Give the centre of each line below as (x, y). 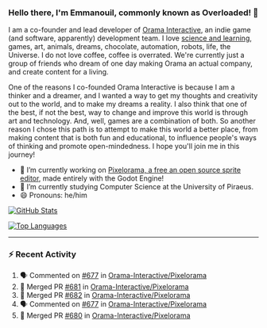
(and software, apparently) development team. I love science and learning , (130, 38)
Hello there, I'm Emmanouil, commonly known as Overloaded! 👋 (133, 13)
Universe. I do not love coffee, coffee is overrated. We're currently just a (126, 55)
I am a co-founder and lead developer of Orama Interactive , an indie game (130, 30)
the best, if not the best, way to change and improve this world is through (128, 113)
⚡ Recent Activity (43, 254)
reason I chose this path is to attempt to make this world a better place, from (133, 129)
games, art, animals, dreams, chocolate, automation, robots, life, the (120, 47)
